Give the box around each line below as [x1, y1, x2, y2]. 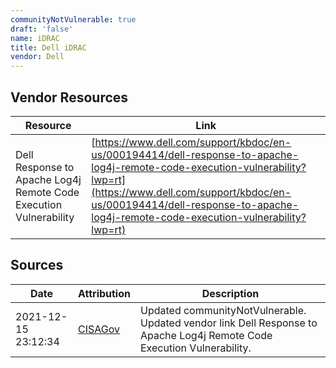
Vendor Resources [10, 89, 129, 106]
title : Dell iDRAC [10, 42, 87, 53]
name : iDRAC [10, 33, 60, 43]
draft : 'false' [10, 24, 74, 34]
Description [201, 286, 260, 300]
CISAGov [77, 322, 120, 336]
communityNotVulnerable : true [10, 14, 137, 25]
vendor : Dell [10, 52, 65, 62]
